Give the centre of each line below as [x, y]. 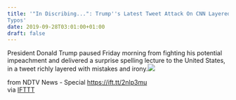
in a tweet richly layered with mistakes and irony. [78, 69]
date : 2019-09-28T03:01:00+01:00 [56, 27]
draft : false [26, 33]
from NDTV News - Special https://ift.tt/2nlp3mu [77, 83]
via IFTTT [21, 90]
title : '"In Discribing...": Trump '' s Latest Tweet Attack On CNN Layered [119, 14]
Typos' [17, 20]
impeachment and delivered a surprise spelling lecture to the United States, [117, 61]
